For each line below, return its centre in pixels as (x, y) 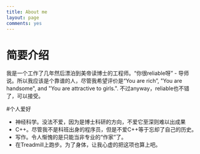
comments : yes (24, 23)
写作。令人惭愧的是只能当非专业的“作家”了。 (71, 137)
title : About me (27, 12)
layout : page (23, 18)
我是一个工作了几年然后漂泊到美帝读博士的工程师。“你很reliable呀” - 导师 (98, 73)
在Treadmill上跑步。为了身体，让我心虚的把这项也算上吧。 (88, 145)
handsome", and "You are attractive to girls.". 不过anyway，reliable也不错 (98, 88)
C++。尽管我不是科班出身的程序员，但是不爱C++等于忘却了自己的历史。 (106, 130)
